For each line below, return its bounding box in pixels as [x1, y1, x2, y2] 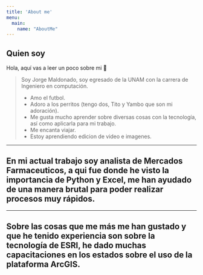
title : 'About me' [6, 8, 53, 15]
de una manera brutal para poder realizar [6, 184, 164, 194]
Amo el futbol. [30, 94, 65, 102]
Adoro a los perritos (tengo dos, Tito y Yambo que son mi [30, 101, 173, 108]
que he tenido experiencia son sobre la [6, 231, 155, 241]
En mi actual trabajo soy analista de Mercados [6, 156, 183, 167]
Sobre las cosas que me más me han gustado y [6, 222, 187, 232]
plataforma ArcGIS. [6, 259, 80, 270]
